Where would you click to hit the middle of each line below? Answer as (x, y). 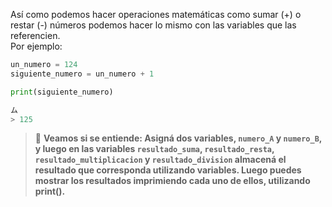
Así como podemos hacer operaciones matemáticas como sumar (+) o (156, 14)
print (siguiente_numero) (62, 92)
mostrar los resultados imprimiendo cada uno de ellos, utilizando (172, 181)
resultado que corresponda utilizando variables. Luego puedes (168, 170)
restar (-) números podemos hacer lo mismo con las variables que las (153, 25)
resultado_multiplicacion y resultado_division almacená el (160, 160)
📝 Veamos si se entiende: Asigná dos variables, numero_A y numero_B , (178, 138)
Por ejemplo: (36, 46)
